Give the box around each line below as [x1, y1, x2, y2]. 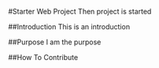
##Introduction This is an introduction [8, 22, 131, 31]
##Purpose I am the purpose [8, 37, 102, 47]
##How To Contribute [8, 53, 79, 62]
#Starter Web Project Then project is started [8, 7, 152, 16]
